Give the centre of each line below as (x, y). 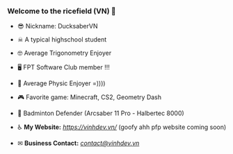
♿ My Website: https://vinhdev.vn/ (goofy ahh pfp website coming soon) (122, 127)
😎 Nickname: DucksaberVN (58, 26)
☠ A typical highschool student (62, 40)
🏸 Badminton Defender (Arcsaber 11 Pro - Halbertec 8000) (101, 113)
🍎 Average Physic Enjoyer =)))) (61, 83)
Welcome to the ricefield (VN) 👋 (62, 11)
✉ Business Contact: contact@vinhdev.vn (78, 143)
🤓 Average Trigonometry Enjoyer (64, 53)
